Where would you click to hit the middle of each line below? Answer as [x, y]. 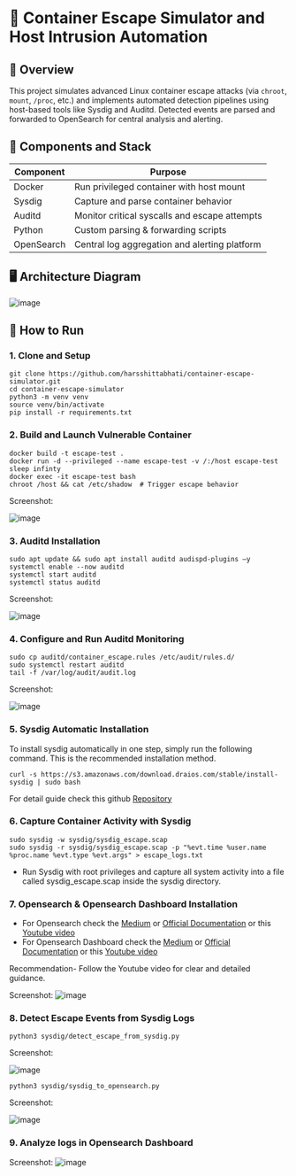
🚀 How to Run [47, 331]
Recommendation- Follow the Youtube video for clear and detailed [130, 969]
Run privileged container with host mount [159, 187]
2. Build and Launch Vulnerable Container [100, 435]
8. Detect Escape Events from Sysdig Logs [102, 1018]
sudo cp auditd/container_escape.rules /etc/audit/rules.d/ [122, 658]
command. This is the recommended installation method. [113, 758]
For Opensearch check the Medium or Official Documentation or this [146, 924]
